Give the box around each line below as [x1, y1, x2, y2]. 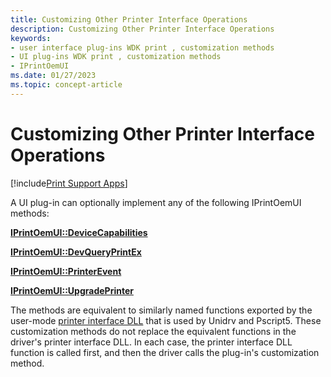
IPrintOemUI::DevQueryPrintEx [10, 246, 142, 258]
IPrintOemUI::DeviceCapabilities [10, 226, 148, 238]
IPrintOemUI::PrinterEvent [10, 265, 122, 277]
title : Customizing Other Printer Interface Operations [10, 14, 248, 25]
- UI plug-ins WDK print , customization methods [10, 52, 222, 62]
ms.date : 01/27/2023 [10, 71, 97, 81]
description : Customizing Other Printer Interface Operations [10, 24, 275, 34]
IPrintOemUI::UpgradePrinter [10, 284, 134, 296]
